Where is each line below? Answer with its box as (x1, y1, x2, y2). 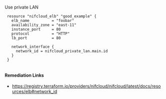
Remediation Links (4, 72, 44, 78)
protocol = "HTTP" (11, 31, 70, 36)
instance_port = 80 (11, 27, 61, 32)
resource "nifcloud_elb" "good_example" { (6, 14, 97, 19)
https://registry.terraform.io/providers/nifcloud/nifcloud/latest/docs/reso (11, 83, 161, 89)
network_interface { (11, 44, 54, 49)
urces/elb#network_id (11, 89, 57, 95)
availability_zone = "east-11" (11, 22, 77, 27)
